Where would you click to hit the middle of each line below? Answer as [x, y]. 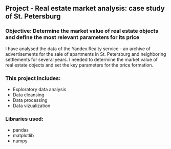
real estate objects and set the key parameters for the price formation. [79, 65]
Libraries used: [24, 119]
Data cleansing [28, 95]
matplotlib [23, 136]
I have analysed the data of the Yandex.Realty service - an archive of [78, 49]
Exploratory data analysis [39, 89]
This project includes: [33, 78]
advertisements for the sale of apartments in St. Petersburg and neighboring [86, 54]
